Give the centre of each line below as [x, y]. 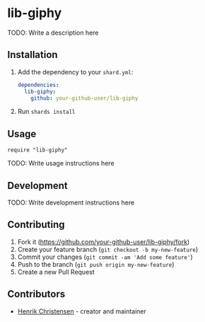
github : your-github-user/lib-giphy [84, 98]
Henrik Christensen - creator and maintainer [82, 311]
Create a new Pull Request [56, 272]
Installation [33, 55]
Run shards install [46, 112]
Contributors [36, 294]
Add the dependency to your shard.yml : [75, 71]
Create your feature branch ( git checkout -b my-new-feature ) [108, 249]
